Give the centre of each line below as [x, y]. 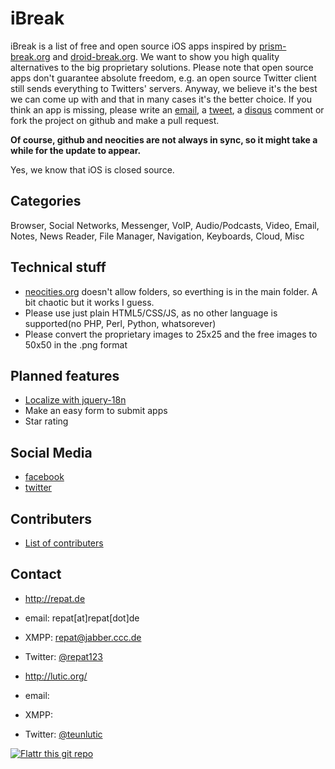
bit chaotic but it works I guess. [89, 302]
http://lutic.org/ [56, 676]
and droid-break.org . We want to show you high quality [166, 56]
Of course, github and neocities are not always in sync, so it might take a [164, 139]
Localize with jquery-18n [75, 400]
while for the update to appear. [76, 150]
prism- [272, 46]
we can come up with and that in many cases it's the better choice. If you [161, 99]
